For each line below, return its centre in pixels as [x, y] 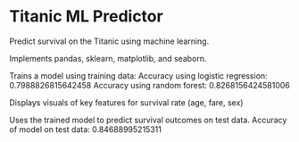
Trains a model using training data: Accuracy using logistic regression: [138, 75]
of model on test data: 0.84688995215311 [86, 129]
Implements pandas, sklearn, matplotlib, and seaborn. [108, 58]
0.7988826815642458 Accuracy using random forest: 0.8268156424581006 [149, 85]
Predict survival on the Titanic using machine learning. [109, 41]
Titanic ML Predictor [86, 17]
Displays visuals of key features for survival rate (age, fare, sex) [126, 102]
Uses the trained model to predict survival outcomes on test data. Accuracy [148, 120]
